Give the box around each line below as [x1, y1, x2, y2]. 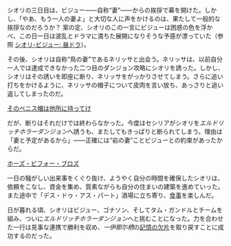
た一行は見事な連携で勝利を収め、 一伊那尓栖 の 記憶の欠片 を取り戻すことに [7, 223, 218, 231]
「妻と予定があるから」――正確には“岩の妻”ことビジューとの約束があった [7, 136, 217, 144]
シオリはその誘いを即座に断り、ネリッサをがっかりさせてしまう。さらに [7, 72, 212, 81]
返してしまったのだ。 [7, 90, 67, 98]
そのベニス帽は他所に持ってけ [7, 104, 91, 112]
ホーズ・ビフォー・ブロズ [7, 159, 80, 167]
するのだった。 [12, 232, 56, 240]
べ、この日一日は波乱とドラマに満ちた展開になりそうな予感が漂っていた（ [7, 32, 218, 40]
